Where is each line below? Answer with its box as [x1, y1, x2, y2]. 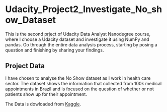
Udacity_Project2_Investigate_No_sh [5, 4, 162, 15]
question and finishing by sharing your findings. [5, 47, 104, 53]
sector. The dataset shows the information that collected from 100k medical [5, 80, 162, 86]
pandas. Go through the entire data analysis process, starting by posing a [5, 41, 157, 47]
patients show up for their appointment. [5, 91, 87, 97]
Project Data [5, 62, 45, 70]
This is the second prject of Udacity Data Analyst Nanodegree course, [5, 31, 151, 37]
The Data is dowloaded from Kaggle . [5, 101, 81, 107]
